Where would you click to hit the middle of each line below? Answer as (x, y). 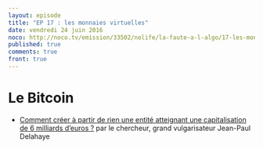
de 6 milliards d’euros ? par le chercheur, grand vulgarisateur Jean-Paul (135, 128)
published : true (34, 45)
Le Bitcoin (41, 98)
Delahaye (35, 136)
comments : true (33, 52)
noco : (17, 37)
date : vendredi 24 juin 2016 (56, 30)
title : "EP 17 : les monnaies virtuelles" (78, 23)
